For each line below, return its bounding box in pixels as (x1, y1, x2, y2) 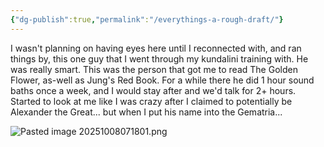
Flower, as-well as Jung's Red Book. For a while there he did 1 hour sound (10, 74, 315, 86)
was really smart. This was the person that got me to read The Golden (10, 63, 298, 75)
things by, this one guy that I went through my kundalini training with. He (10, 52, 309, 65)
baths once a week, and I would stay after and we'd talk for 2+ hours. (10, 84, 297, 96)
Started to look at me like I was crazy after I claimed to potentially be (10, 95, 293, 107)
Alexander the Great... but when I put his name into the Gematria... (10, 106, 283, 118)
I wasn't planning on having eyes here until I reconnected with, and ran (10, 42, 302, 54)
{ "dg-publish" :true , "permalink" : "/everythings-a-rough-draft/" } (10, 14, 284, 25)
